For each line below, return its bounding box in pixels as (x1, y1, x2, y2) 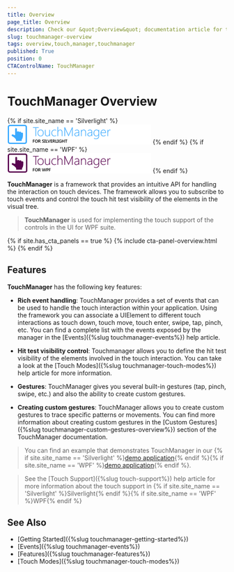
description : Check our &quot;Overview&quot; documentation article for (7, 26, 223, 33)
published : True (7, 48, 54, 55)
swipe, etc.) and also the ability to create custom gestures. (17, 390, 186, 398)
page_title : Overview (7, 18, 70, 26)
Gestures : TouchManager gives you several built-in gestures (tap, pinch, (17, 382, 226, 390)
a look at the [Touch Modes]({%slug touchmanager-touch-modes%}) (17, 361, 217, 370)
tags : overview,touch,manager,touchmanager (7, 40, 136, 48)
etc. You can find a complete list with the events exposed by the (17, 326, 201, 334)
